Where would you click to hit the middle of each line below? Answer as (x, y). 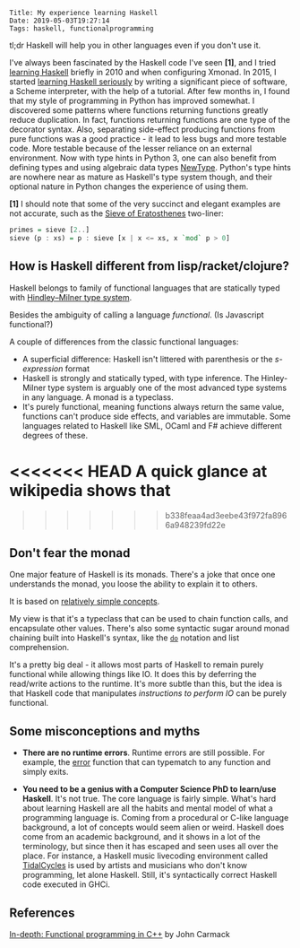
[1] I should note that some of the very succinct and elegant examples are (145, 204)
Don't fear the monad (70, 553)
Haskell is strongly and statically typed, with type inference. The (141, 378)
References (42, 913)
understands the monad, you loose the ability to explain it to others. (133, 584)
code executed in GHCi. (66, 884)
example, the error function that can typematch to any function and (146, 762)
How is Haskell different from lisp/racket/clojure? (149, 266)
